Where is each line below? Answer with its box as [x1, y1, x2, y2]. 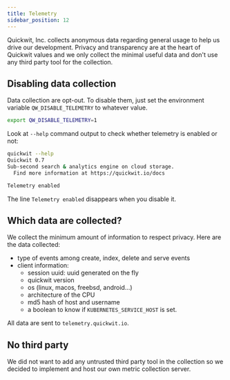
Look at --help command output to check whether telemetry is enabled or [7, 130, 218, 138]
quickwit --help [7, 150, 54, 157]
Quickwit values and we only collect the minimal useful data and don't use [7, 50, 218, 59]
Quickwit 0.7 [7, 157, 45, 164]
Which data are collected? [7, 214, 122, 226]
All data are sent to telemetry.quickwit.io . [7, 319, 129, 327]
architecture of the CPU [27, 291, 95, 299]
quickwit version [27, 276, 75, 284]
